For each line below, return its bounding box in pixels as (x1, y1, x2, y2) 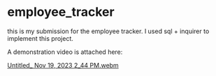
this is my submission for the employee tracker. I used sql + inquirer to (7, 27, 210, 35)
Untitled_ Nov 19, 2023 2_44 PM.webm (7, 61, 119, 69)
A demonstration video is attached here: (7, 48, 123, 56)
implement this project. (7, 34, 73, 42)
